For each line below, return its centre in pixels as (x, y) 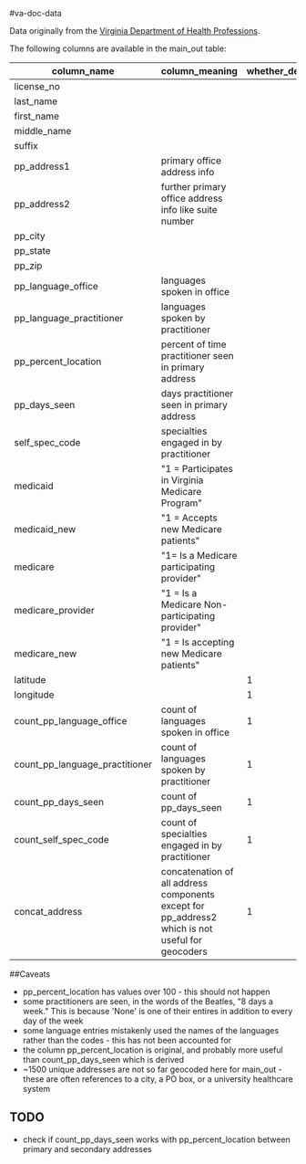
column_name (83, 71)
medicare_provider (55, 610)
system (36, 1089)
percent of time (194, 344)
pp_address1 (42, 166)
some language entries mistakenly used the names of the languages (151, 1030)
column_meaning (199, 71)
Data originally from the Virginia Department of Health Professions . (135, 31)
